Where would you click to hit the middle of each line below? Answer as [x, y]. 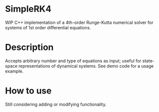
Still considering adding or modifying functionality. [56, 104]
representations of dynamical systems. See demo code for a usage [86, 66]
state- [149, 61]
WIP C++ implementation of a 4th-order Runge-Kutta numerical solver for [79, 22]
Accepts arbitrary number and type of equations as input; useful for [73, 61]
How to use [28, 91]
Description [29, 47]
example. [14, 71]
